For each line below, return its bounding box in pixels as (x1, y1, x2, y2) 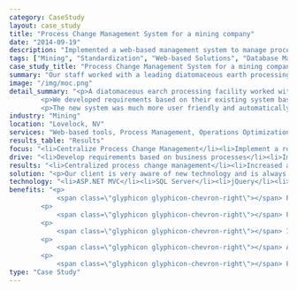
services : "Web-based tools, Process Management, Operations (9, 128, 240, 137)
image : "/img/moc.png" (9, 79, 93, 88)
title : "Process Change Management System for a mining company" (9, 29, 255, 38)
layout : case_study (9, 21, 81, 30)
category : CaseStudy (9, 12, 86, 22)
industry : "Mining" (9, 111, 81, 120)
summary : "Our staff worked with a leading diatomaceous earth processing (9, 71, 291, 80)
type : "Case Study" (9, 268, 81, 277)
